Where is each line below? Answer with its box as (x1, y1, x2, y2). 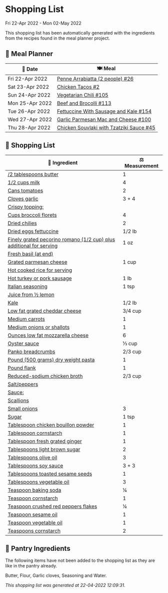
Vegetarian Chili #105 (56, 91, 108, 98)
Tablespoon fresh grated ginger (7, 438, 82, 445)
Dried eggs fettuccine (7, 228, 59, 235)
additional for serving (7, 242, 58, 249)
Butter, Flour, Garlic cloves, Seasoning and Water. (5, 572, 107, 578)
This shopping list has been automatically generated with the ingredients (5, 30, 155, 36)
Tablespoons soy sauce (7, 462, 63, 469)
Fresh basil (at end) (7, 250, 53, 257)
